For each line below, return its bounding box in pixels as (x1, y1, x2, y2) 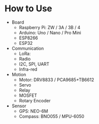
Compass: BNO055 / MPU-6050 (19, 113, 84, 119)
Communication (11, 45, 44, 51)
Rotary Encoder (19, 97, 51, 103)
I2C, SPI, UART (19, 61, 49, 67)
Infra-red (19, 66, 38, 72)
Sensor (11, 103, 26, 109)
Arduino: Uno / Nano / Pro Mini (19, 30, 81, 35)
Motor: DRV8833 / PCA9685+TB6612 (19, 77, 94, 83)
